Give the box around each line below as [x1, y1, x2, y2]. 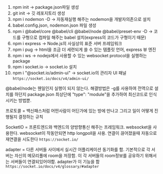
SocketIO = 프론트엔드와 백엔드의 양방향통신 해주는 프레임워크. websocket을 [5, 124, 152, 130]
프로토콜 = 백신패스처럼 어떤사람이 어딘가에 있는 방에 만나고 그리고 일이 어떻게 [5, 108, 153, 113]
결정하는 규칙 [18, 114, 43, 120]
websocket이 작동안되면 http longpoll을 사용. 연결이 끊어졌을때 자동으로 [19, 130, 157, 136]
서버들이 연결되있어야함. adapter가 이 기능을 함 [10, 159, 100, 164]
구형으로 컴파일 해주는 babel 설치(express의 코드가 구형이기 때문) [21, 34, 147, 40]
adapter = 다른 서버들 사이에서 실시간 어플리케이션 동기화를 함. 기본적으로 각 [5, 147, 150, 152]
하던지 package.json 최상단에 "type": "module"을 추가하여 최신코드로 [14, 92, 148, 97]
